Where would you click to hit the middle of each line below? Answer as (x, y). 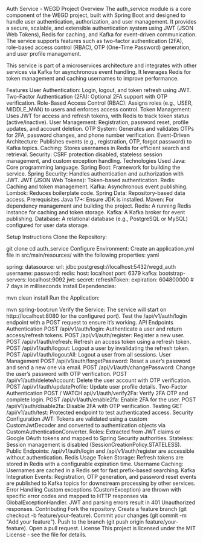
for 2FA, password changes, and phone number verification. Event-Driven (98, 135)
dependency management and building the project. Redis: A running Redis (99, 206)
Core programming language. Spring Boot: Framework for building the (93, 167)
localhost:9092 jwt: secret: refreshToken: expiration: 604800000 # (111, 280)
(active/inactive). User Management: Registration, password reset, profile (98, 122)
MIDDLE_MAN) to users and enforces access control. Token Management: (99, 109)
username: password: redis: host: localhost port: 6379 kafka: (82, 273)
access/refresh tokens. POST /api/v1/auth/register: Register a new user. (95, 335)
